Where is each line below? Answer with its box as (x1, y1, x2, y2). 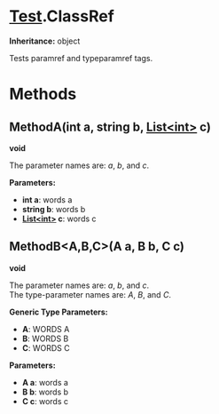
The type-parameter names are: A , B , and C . (9, 289, 171, 299)
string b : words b (21, 203, 86, 214)
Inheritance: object (9, 36, 81, 46)
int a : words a (21, 194, 73, 205)
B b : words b (21, 386, 69, 397)
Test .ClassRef (9, 6, 115, 27)
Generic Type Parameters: (9, 307, 108, 317)
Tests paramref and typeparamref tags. (9, 52, 153, 63)
